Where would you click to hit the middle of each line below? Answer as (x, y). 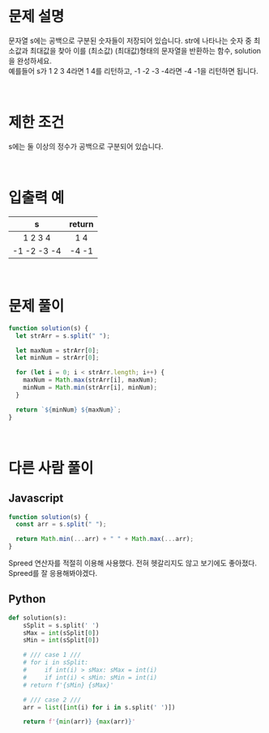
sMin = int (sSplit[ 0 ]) (61, 641)
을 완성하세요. (30, 61)
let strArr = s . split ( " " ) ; (63, 336)
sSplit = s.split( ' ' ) (61, 625)
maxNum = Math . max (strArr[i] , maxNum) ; (90, 380)
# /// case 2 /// (52, 700)
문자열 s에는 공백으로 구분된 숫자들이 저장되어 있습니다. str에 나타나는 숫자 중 (130, 40)
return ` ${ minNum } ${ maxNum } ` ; (68, 410)
